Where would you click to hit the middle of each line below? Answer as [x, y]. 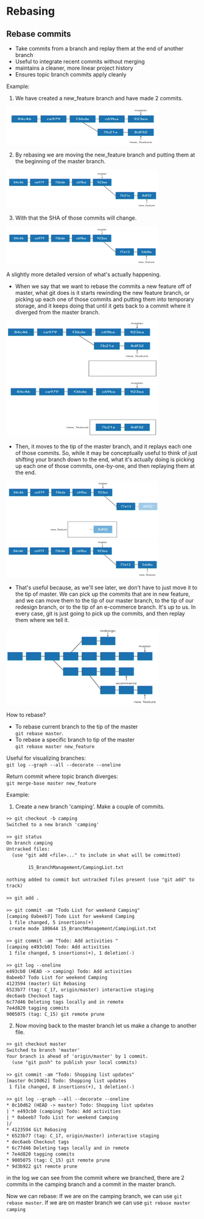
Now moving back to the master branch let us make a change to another [106, 1025]
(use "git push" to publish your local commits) [75, 1062]
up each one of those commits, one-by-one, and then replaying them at [105, 466]
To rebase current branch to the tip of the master [76, 727]
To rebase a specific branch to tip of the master [75, 739]
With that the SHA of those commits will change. [76, 218]
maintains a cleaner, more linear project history [74, 68]
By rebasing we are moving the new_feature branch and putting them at [105, 155]
